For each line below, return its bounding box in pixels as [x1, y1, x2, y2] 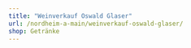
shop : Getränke [8, 27, 60, 35]
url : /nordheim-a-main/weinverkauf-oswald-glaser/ [8, 20, 184, 28]
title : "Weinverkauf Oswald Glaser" [8, 11, 132, 20]
